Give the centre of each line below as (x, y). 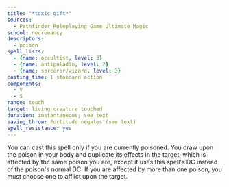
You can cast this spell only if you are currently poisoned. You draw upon (110, 147)
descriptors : (26, 39)
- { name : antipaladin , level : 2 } (61, 64)
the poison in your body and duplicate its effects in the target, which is (107, 155)
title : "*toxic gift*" (39, 13)
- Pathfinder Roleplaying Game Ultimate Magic (81, 26)
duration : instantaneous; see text (58, 115)
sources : (20, 20)
